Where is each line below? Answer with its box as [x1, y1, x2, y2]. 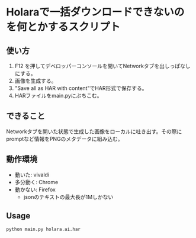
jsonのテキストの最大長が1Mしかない [23, 193, 114, 200]
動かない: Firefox [14, 186, 56, 193]
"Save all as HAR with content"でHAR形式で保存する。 [14, 85, 147, 92]
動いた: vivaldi [14, 171, 50, 178]
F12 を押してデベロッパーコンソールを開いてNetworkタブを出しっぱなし [14, 63, 191, 69]
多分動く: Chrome [14, 178, 59, 185]
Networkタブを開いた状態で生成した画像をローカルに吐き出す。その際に [6, 128, 182, 135]
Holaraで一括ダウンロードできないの [6, 5, 185, 19]
